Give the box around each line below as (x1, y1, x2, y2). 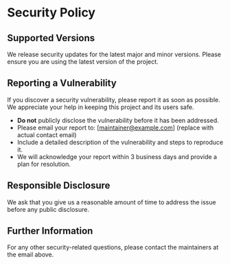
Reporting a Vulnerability (7, 77, 117, 89)
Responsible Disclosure (7, 180, 111, 191)
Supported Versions (7, 32, 95, 44)
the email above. (7, 250, 54, 259)
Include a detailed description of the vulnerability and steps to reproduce (16, 138, 224, 146)
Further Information (7, 225, 93, 237)
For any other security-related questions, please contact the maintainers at (7, 243, 219, 252)
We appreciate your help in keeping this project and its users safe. (7, 103, 194, 111)
